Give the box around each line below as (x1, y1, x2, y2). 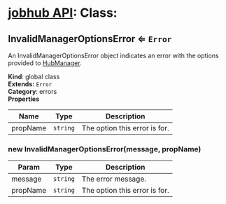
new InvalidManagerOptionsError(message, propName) (8, 144, 202, 154)
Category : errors (8, 88, 57, 95)
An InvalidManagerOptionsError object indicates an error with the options (8, 51, 219, 60)
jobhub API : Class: (8, 5, 118, 21)
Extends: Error (8, 80, 52, 88)
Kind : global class (8, 72, 60, 81)
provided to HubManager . (8, 59, 83, 67)
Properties (8, 95, 40, 103)
